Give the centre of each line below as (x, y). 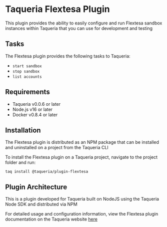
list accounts (27, 77)
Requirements (27, 92)
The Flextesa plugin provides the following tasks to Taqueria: (68, 56)
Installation (23, 130)
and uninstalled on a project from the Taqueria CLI (57, 148)
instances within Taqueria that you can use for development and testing (79, 28)
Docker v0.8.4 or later (35, 114)
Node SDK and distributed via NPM (41, 204)
